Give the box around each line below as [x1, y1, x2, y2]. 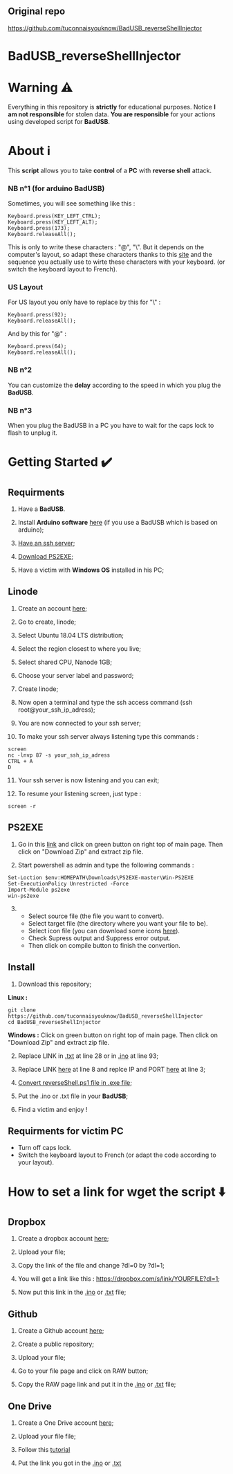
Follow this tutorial [17, 1445, 71, 1453]
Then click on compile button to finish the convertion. [28, 941, 180, 949]
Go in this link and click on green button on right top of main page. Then [17, 840, 223, 848]
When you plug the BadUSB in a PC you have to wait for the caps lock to [8, 422, 214, 430]
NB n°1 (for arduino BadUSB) [8, 183, 105, 193]
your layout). [17, 1158, 55, 1167]
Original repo [8, 6, 66, 17]
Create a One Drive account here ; [17, 1419, 114, 1427]
